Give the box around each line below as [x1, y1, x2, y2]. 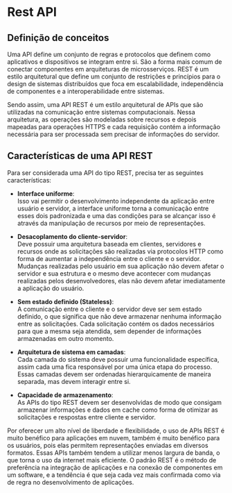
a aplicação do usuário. [17, 284, 84, 292]
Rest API [7, 4, 57, 20]
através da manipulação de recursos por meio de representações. [17, 219, 206, 227]
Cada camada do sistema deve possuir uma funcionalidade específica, [17, 355, 220, 363]
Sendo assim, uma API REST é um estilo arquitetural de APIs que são [7, 101, 204, 108]
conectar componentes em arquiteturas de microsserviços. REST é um [7, 65, 209, 73]
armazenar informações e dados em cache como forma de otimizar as [17, 406, 218, 414]
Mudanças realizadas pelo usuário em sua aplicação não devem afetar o [17, 262, 224, 270]
